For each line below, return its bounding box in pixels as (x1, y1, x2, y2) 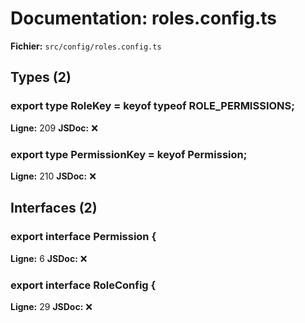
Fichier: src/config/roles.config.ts (10, 40, 162, 52)
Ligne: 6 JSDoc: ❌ (10, 252, 88, 264)
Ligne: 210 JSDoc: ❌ (10, 170, 97, 182)
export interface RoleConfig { (10, 278, 157, 292)
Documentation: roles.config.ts (10, 7, 278, 30)
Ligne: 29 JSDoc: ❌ (10, 300, 93, 312)
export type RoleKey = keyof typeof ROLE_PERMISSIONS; (10, 99, 295, 113)
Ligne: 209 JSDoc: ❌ (10, 122, 98, 134)
